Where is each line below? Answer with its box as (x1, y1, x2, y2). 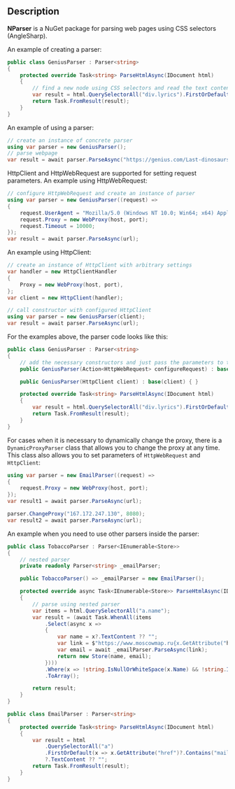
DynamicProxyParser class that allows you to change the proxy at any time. (7, 443, 220, 452)
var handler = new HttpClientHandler (7, 269, 117, 276)
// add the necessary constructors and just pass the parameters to (20, 359, 224, 366)
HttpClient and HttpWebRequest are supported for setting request (7, 169, 197, 178)
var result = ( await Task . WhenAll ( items (32, 613, 152, 621)
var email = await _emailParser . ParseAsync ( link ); (57, 646, 208, 653)
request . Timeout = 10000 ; (20, 222, 96, 229)
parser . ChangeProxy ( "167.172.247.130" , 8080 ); (7, 511, 145, 518)
